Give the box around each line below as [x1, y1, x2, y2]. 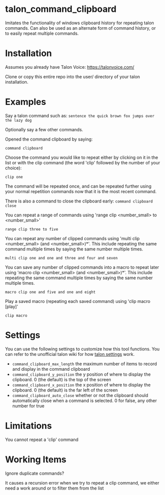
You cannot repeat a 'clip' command [5, 437, 79, 443]
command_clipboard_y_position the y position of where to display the [12, 371, 151, 377]
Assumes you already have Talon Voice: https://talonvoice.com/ [5, 64, 134, 70]
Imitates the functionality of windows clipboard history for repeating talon [5, 20, 154, 26]
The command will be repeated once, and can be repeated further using [5, 183, 152, 189]
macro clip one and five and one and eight [5, 290, 96, 295]
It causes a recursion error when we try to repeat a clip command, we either [5, 480, 160, 486]
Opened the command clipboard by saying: [5, 136, 93, 142]
